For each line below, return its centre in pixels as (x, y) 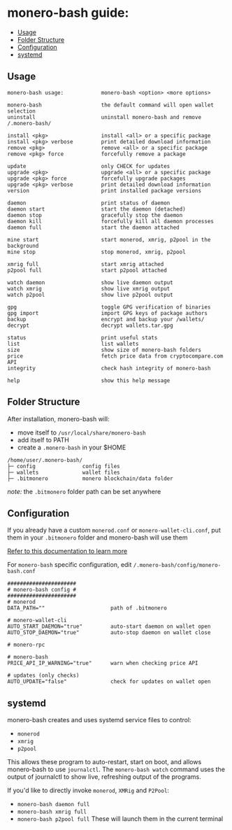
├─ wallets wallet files (64, 472)
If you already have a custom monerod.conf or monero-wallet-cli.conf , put (114, 530)
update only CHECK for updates (89, 166)
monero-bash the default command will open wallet (111, 105)
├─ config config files (64, 466)
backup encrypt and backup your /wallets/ (106, 319)
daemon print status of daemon (89, 203)
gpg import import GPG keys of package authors (108, 313)
